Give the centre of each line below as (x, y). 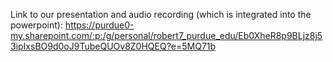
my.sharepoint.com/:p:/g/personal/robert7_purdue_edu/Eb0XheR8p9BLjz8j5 (166, 35)
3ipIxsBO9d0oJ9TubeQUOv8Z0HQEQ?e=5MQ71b (113, 46)
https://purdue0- (99, 25)
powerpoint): (36, 25)
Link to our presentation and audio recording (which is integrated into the (161, 14)
